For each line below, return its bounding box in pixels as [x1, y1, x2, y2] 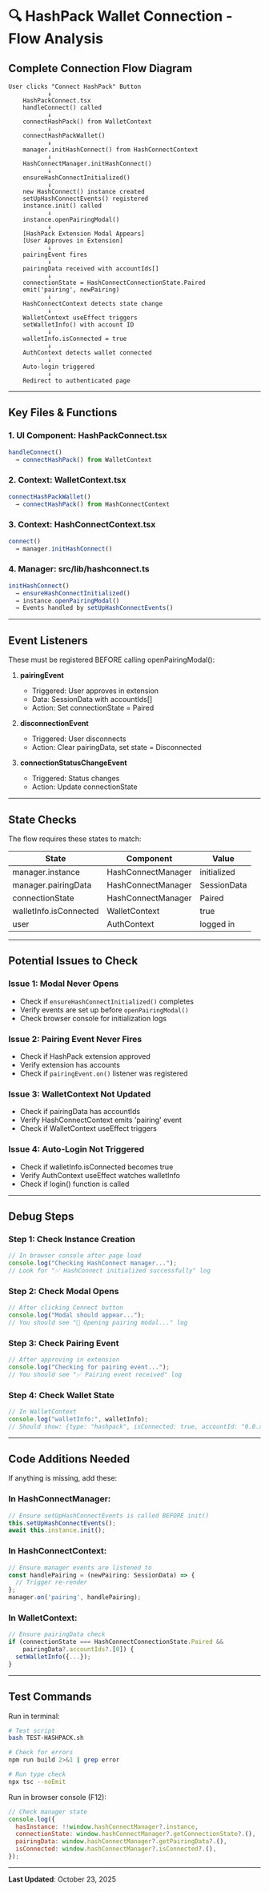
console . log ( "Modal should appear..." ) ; [8, 1311, 146, 1320]
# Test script [8, 1726, 56, 1734]
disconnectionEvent [19, 719, 90, 728]
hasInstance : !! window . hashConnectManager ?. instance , [15, 1822, 199, 1830]
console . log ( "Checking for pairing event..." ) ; [8, 1363, 171, 1371]
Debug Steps [8, 1209, 74, 1223]
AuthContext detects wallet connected [22, 349, 152, 357]
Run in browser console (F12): [8, 1792, 106, 1802]
